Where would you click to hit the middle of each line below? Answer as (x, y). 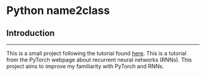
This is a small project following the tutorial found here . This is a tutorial (97, 53)
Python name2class (58, 11)
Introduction (31, 33)
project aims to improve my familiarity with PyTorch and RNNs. (85, 66)
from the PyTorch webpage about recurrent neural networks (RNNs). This (99, 60)
